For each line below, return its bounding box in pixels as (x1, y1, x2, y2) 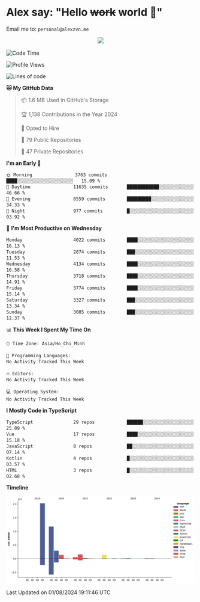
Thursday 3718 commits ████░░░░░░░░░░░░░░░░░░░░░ (6, 273, 195, 279)
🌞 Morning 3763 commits (6, 171, 108, 178)
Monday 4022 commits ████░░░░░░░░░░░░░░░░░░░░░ (6, 237, 195, 243)
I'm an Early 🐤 (6, 159, 41, 167)
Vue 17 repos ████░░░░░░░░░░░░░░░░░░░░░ (6, 431, 195, 437)
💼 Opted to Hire (20, 124, 60, 132)
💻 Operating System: (6, 389, 60, 395)
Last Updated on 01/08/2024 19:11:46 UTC (6, 589, 111, 596)
